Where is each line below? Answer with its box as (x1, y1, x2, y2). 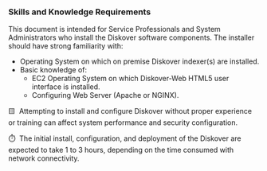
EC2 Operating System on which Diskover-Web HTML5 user (31, 74, 230, 84)
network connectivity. (8, 154, 80, 163)
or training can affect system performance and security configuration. (8, 118, 238, 127)
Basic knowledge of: (19, 65, 88, 75)
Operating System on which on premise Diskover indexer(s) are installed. (19, 56, 260, 66)
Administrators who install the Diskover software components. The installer (8, 33, 255, 42)
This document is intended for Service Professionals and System (8, 25, 221, 34)
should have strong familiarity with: (8, 41, 124, 51)
